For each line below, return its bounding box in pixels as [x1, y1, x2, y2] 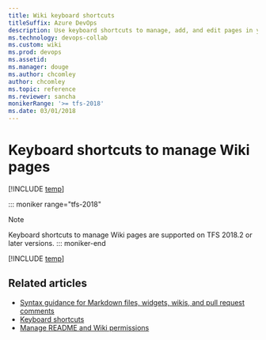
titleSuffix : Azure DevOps [8, 19, 97, 27]
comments [19, 306, 55, 315]
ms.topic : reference [8, 85, 77, 93]
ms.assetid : [8, 56, 47, 64]
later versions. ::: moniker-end [8, 238, 106, 247]
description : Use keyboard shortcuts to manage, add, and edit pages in [8, 26, 253, 34]
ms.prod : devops [8, 48, 62, 56]
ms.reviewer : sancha [8, 93, 77, 100]
